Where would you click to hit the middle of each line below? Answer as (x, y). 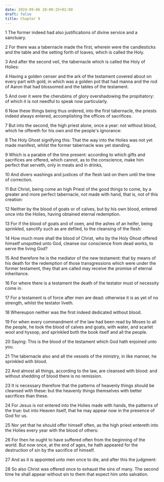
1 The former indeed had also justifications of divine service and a (71, 33)
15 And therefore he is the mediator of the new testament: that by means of (81, 258)
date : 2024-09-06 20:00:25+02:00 (39, 10)
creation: (14, 200)
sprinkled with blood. (26, 361)
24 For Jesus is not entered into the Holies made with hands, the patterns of (82, 405)
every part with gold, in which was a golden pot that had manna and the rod (81, 81)
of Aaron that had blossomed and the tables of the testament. (67, 87)
